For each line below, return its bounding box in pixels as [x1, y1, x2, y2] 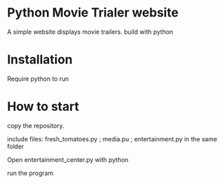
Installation [7, 52, 73, 68]
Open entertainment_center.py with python [7, 155, 129, 163]
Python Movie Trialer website [7, 5, 179, 21]
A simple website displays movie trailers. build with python [7, 28, 174, 36]
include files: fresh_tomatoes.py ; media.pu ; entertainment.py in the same [7, 134, 218, 143]
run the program [7, 169, 54, 177]
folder [7, 142, 24, 150]
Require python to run [7, 74, 69, 83]
